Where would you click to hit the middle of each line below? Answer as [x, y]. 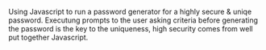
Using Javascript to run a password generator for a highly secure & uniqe [130, 12]
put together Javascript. [48, 37]
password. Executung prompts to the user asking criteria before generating [133, 20]
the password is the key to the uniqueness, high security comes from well [131, 29]
